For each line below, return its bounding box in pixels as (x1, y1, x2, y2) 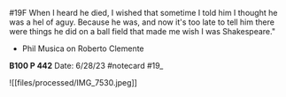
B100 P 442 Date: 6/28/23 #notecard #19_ (9, 61, 164, 71)
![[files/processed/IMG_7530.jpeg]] (9, 78, 137, 87)
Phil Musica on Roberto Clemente (21, 43, 144, 54)
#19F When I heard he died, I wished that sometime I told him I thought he (9, 8, 278, 18)
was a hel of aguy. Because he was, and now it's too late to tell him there (9, 17, 274, 27)
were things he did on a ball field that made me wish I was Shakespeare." (9, 26, 276, 36)
